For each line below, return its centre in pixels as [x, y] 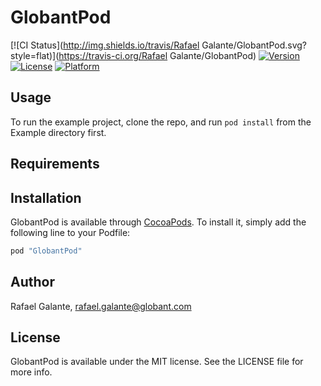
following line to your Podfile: [70, 232]
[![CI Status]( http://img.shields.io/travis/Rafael [105, 45]
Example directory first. [58, 132]
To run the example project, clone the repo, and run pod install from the [161, 122]
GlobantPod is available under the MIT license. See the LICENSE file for [157, 362]
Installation [46, 197]
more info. [31, 372]
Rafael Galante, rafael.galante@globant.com [101, 306]
